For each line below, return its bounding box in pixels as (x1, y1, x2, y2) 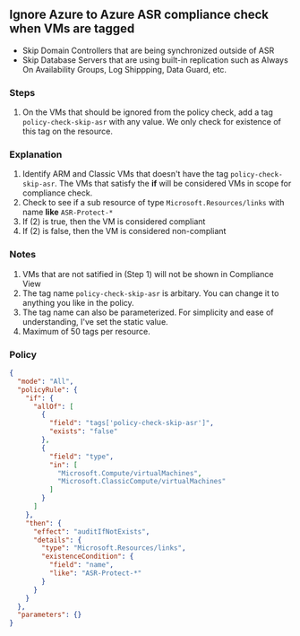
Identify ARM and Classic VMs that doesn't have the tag (21, 169, 229, 179)
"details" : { (32, 536, 82, 545)
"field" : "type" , (48, 452, 115, 461)
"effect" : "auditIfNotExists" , (32, 527, 150, 536)
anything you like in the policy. (21, 297, 134, 308)
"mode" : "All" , (17, 377, 74, 386)
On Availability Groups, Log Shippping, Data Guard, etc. (21, 64, 227, 74)
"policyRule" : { (17, 385, 78, 394)
